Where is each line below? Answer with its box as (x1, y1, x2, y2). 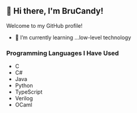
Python (14, 82, 33, 89)
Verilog (14, 95, 33, 102)
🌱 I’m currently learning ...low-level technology (14, 34, 132, 41)
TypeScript (14, 88, 43, 95)
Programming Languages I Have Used (6, 49, 119, 57)
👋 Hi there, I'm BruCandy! (6, 6, 104, 16)
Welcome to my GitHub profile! (6, 22, 83, 29)
